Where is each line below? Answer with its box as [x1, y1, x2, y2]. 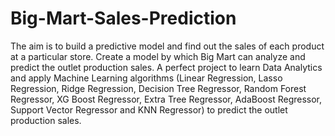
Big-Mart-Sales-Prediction [10, 7, 237, 30]
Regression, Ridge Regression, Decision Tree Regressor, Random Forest [10, 82, 307, 94]
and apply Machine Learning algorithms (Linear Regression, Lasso [10, 72, 283, 84]
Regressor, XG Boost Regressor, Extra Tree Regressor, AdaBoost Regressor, [10, 93, 323, 105]
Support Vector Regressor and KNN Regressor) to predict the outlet [10, 103, 288, 116]
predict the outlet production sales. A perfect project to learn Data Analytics [10, 61, 323, 73]
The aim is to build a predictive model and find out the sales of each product [10, 40, 325, 52]
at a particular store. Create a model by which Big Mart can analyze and [10, 50, 306, 62]
